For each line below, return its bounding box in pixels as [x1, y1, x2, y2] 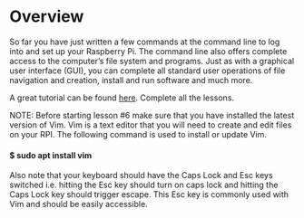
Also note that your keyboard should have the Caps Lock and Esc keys [9, 170, 274, 181]
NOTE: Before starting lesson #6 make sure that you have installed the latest [9, 109, 295, 120]
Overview [9, 6, 84, 27]
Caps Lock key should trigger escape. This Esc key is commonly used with [9, 189, 289, 200]
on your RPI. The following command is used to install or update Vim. [9, 128, 268, 139]
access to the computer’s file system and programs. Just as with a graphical [9, 55, 295, 66]
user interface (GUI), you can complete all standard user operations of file [9, 65, 286, 76]
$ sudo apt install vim [9, 149, 93, 160]
